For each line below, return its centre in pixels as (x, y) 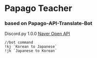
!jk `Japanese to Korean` (31, 51)
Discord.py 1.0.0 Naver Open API (37, 34)
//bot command (19, 43)
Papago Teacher (39, 8)
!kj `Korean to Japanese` (31, 47)
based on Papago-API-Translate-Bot (48, 23)
